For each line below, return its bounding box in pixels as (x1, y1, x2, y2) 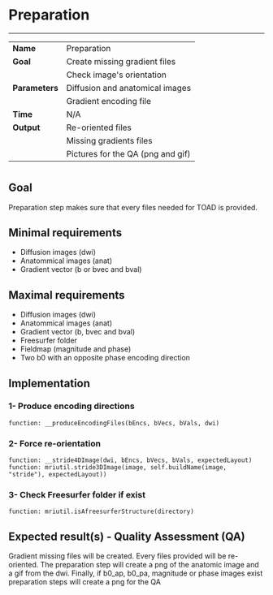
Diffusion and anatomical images (66, 82, 192, 93)
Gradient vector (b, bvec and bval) (19, 327, 136, 337)
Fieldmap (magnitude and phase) (19, 344, 132, 354)
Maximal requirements (8, 288, 125, 302)
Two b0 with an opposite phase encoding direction (19, 353, 191, 363)
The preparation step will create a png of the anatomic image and (40, 560, 260, 570)
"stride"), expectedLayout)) (8, 471, 107, 479)
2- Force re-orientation (8, 438, 102, 449)
